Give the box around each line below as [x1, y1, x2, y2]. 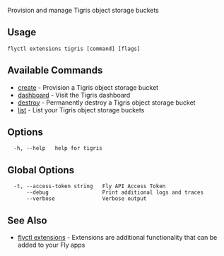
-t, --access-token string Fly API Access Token [13, 183, 166, 190]
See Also [7, 214, 47, 226]
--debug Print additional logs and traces [25, 189, 204, 197]
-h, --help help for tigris [13, 145, 102, 152]
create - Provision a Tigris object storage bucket [17, 83, 159, 91]
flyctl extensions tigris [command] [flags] [7, 45, 141, 52]
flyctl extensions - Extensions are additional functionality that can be [17, 233, 218, 242]
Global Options [7, 164, 75, 176]
